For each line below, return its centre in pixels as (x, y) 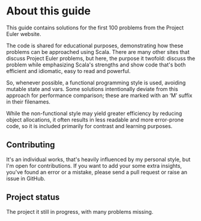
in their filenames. (28, 102)
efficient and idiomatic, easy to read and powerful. (68, 71)
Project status (33, 197)
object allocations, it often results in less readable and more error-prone (95, 119)
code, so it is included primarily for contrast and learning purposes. (89, 126)
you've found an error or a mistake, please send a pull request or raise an (97, 172)
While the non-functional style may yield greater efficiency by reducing (94, 113)
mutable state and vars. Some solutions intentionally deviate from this (92, 89)
